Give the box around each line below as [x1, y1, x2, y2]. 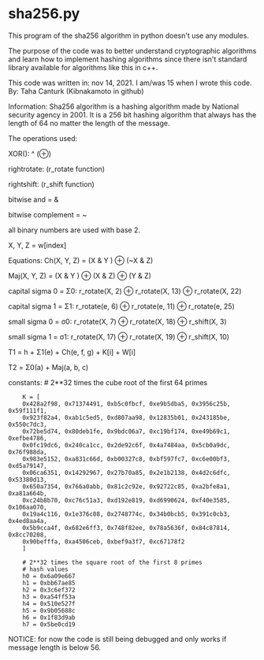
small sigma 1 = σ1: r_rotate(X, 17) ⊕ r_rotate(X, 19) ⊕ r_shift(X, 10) [8, 332, 230, 341]
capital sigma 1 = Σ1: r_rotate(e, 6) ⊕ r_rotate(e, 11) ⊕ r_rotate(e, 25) [8, 301, 235, 311]
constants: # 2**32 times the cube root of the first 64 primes [8, 377, 208, 387]
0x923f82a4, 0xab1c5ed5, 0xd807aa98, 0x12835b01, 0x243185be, [22, 413, 231, 421]
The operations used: [8, 133, 78, 143]
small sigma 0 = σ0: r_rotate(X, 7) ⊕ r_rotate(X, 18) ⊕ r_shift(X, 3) [8, 317, 227, 326]
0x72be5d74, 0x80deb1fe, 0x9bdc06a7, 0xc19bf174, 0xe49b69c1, [22, 427, 231, 436]
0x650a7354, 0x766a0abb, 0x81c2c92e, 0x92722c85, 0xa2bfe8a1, [22, 482, 231, 491]
